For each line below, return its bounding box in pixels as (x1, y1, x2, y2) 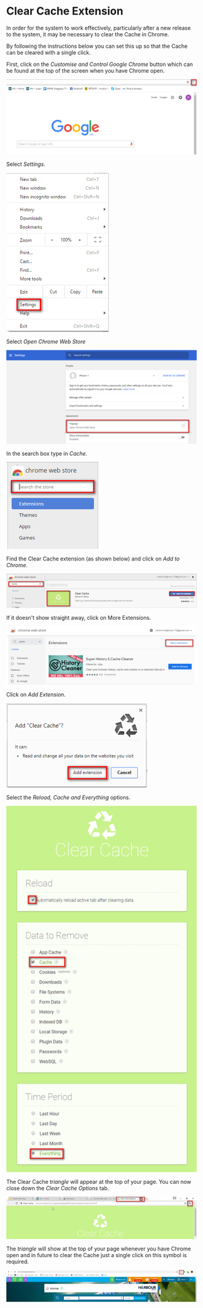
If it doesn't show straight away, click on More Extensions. (6, 614, 151, 622)
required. (6, 1258, 29, 1265)
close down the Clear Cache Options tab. (6, 1185, 109, 1192)
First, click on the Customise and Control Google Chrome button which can (6, 61, 193, 68)
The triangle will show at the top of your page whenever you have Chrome (6, 1245, 192, 1252)
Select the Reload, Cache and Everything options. (6, 794, 131, 801)
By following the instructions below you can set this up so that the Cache (6, 42, 188, 50)
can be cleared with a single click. (6, 48, 91, 56)
